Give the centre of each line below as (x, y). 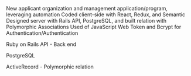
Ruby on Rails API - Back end (41, 44)
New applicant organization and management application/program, (87, 8)
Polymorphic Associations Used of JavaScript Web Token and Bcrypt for (94, 27)
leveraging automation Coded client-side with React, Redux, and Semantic (96, 15)
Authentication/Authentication (42, 33)
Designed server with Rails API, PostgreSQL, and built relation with (86, 21)
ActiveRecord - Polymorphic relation (50, 67)
